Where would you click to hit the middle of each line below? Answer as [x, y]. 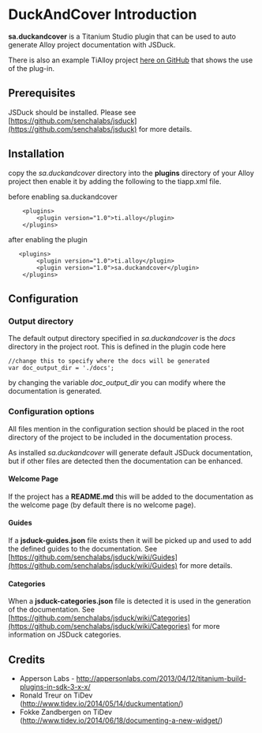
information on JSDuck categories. [65, 635]
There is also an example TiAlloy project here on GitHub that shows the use [131, 60]
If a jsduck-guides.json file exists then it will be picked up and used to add [130, 540]
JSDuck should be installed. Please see [72, 112]
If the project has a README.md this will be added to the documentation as [131, 496]
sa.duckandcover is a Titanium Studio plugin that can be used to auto [122, 36]
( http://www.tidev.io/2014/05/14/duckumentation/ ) [101, 703]
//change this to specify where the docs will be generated [109, 361]
